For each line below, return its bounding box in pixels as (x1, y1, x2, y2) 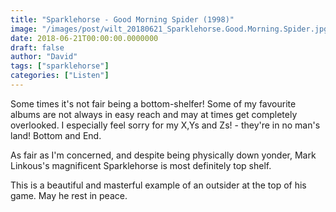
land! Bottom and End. (10, 129, 102, 141)
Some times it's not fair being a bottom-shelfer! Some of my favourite (10, 97, 297, 110)
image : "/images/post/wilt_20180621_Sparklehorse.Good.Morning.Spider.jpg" (10, 24, 333, 34)
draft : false (10, 42, 65, 53)
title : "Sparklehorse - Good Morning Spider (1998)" (10, 14, 235, 25)
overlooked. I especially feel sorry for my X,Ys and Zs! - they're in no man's (10, 119, 321, 131)
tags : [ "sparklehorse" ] (10, 61, 110, 71)
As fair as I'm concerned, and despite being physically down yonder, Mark (10, 149, 317, 161)
